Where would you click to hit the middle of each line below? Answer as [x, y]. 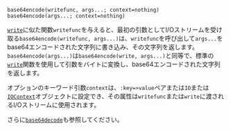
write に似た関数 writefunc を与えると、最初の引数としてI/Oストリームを [109, 30]
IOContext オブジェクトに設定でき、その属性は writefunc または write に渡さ [113, 96]
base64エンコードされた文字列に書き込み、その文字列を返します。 [103, 47]
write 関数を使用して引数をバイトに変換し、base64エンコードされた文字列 [114, 64]
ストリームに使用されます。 [61, 105]
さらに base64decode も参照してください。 [65, 120]
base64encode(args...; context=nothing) [67, 16]
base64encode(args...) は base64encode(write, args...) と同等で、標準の [111, 56]
